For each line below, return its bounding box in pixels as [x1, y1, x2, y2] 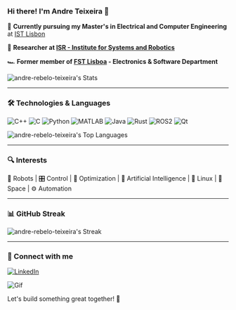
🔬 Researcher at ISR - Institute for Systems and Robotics [7, 44, 176, 52]
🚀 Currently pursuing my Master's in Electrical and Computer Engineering [7, 22, 227, 31]
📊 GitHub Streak [7, 209, 65, 219]
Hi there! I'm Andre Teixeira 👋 [7, 6, 110, 16]
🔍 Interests [7, 155, 48, 164]
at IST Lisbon [7, 30, 46, 38]
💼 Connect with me [7, 252, 74, 261]
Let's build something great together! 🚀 [7, 295, 121, 303]
